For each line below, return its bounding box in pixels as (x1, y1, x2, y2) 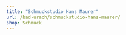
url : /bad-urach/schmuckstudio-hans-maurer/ (6, 14, 121, 20)
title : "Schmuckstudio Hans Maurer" (6, 8, 99, 15)
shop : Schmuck (6, 20, 42, 26)
